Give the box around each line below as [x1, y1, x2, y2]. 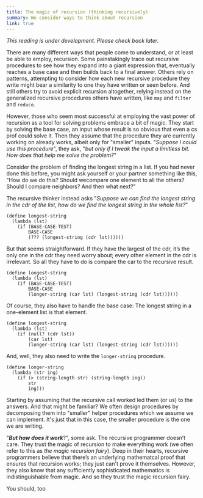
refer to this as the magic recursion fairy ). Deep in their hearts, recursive [6, 447, 189, 455]
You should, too [6, 485, 46, 493]
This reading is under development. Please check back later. [6, 37, 159, 45]
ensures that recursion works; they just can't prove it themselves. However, [6, 460, 196, 467]
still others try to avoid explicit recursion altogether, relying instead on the [6, 88, 191, 95]
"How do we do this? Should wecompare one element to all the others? [6, 177, 185, 184]
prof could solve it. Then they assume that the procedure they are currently [6, 132, 196, 139]
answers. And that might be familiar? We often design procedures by [6, 403, 179, 410]
